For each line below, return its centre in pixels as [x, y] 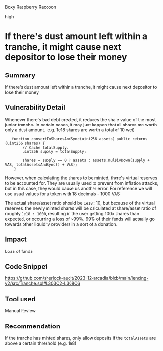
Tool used [20, 299]
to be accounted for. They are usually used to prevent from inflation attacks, [82, 183]
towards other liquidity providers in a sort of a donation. [61, 224]
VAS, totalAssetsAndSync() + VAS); [41, 164]
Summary [20, 75]
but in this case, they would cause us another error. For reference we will [79, 188]
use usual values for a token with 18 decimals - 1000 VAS [63, 194]
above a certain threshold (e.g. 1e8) [41, 343]
